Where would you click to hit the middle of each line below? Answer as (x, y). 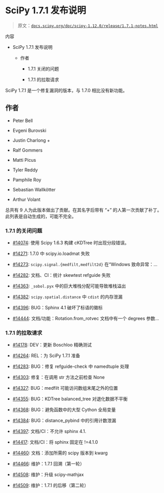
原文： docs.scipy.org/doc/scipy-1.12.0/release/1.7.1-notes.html (88, 25)
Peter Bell (23, 121)
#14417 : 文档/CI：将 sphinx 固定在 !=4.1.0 (55, 442)
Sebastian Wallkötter (34, 189)
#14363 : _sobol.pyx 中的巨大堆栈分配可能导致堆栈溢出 (69, 286)
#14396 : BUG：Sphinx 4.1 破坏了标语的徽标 (57, 308)
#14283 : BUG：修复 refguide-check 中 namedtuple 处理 (71, 366)
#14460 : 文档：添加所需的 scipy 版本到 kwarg (60, 453)
